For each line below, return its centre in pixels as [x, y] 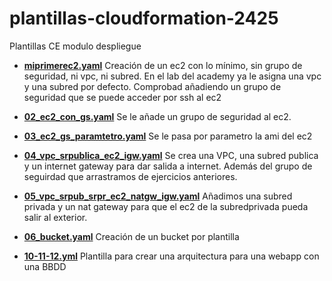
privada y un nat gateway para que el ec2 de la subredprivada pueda [166, 206]
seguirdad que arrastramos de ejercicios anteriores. [130, 176]
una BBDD [45, 266]
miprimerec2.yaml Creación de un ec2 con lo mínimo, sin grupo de [163, 65]
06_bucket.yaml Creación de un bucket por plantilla [131, 236]
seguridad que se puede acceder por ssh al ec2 [122, 97]
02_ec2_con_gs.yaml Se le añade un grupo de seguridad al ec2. [157, 116]
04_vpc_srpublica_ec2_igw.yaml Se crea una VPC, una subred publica [171, 155]
